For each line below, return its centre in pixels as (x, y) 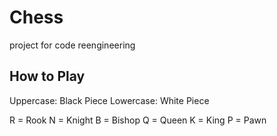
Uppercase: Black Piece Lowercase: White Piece (109, 100)
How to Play (47, 76)
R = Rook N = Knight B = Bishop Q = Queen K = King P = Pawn (138, 120)
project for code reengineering (72, 45)
